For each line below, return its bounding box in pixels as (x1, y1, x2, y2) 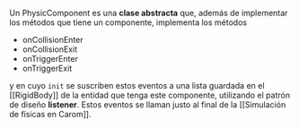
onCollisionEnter (22, 35, 84, 45)
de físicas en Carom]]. (9, 109, 92, 119)
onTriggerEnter (22, 54, 78, 64)
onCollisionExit (22, 44, 78, 55)
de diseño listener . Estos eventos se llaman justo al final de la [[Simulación (9, 99, 286, 110)
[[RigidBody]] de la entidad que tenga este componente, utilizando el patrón (9, 90, 290, 100)
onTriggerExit (22, 63, 73, 73)
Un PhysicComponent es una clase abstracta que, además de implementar (9, 8, 288, 18)
